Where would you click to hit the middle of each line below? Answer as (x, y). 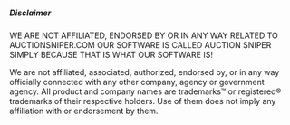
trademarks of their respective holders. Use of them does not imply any (143, 101)
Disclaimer (30, 13)
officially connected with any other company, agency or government (137, 82)
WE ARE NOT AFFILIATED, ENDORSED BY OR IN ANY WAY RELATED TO (144, 35)
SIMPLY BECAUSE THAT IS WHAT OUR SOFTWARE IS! (111, 54)
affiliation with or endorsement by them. (84, 111)
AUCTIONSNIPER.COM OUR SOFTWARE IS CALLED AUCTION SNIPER (140, 44)
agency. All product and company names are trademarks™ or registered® (145, 91)
